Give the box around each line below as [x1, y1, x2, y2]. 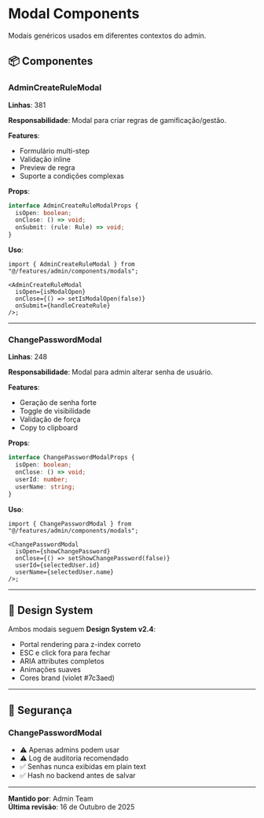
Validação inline [19, 154, 71, 164]
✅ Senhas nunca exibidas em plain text [19, 762, 147, 772]
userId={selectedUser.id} [15, 561, 101, 569]
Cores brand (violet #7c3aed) [19, 673, 115, 682]
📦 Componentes [8, 54, 93, 68]
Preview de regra [19, 162, 75, 172]
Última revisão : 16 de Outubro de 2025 [8, 802, 135, 812]
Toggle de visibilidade [19, 407, 91, 416]
